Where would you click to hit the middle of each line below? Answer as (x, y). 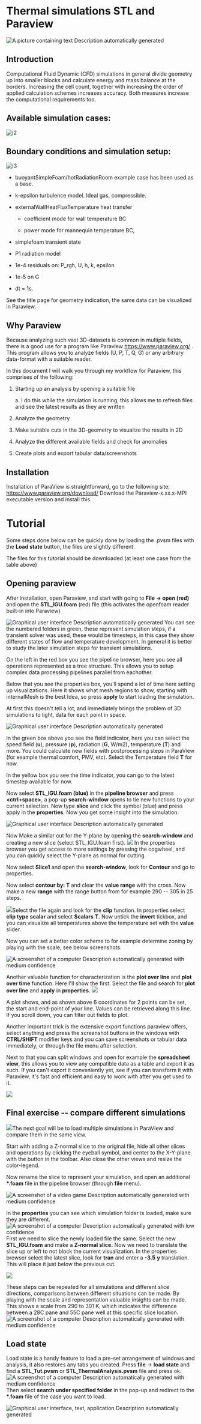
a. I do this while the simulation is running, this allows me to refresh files (104, 400)
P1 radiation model (38, 254)
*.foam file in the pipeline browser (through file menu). (74, 1183)
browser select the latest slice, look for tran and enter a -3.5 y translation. (98, 1257)
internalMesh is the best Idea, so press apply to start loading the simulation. (100, 696)
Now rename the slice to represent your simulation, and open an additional (98, 1177)
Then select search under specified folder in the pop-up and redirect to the (100, 1390)
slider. (14, 929)
